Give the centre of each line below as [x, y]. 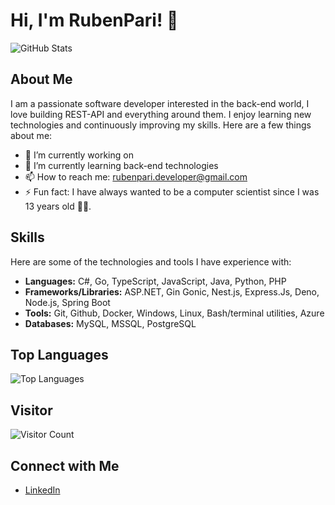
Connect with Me [65, 465]
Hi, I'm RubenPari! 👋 [94, 20]
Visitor [31, 410]
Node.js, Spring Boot [67, 302]
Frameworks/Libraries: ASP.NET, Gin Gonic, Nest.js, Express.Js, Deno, [172, 291]
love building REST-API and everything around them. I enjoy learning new [161, 114]
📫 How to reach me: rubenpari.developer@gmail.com [136, 176]
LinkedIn [42, 490]
